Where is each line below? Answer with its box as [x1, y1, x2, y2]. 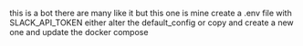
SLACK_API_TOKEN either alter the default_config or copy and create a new [9, 17, 294, 28]
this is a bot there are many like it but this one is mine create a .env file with [9, 8, 292, 18]
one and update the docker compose [9, 27, 149, 37]
